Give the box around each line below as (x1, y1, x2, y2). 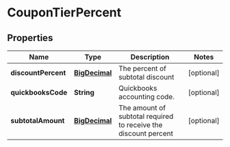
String (74, 88, 94, 97)
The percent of (118, 64, 166, 73)
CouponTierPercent (7, 5, 122, 21)
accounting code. (118, 92, 175, 101)
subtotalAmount (10, 116, 65, 125)
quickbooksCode (10, 88, 68, 97)
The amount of (118, 103, 166, 112)
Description (130, 53, 170, 62)
